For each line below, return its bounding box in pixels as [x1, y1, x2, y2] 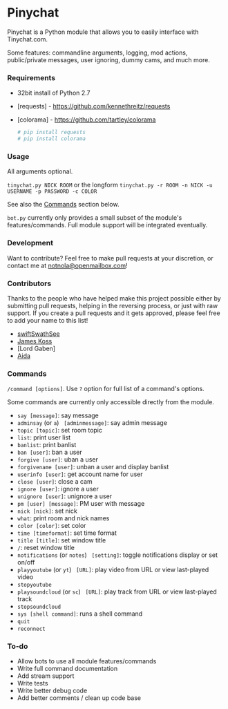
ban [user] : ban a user [17, 448, 83, 457]
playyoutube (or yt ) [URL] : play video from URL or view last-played [17, 565, 209, 574]
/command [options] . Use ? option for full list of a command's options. [7, 385, 205, 393]
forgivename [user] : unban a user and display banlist [17, 463, 169, 471]
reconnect [17, 625, 46, 633]
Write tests [17, 679, 48, 688]
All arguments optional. [7, 167, 73, 176]
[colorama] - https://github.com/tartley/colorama [17, 115, 156, 124]
